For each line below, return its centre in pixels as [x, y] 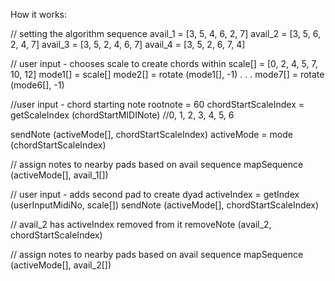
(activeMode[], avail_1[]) [59, 175]
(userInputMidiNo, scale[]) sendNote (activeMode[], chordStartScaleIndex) [165, 205]
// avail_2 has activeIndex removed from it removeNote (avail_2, [141, 224]
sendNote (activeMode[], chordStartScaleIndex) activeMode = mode [151, 134]
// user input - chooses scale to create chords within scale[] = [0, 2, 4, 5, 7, [164, 63]
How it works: [39, 14]
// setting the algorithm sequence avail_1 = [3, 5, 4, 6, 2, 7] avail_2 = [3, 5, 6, [165, 33]
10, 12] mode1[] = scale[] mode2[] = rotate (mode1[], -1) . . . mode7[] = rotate [167, 74]
